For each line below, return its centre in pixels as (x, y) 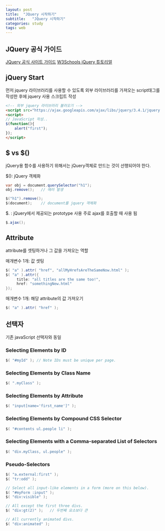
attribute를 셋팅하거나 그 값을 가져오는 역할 (47, 250)
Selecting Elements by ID (36, 350)
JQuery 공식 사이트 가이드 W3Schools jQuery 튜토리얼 (59, 62)
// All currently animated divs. (40, 520)
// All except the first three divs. (44, 506)
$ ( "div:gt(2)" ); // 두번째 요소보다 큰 (47, 511)
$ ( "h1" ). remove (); (24, 199)
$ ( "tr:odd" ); (21, 479)
